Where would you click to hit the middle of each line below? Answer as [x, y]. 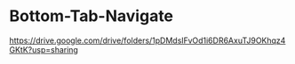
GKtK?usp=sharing [44, 49]
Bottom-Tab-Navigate [92, 16]
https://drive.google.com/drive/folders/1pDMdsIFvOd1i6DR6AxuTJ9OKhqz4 [147, 40]
